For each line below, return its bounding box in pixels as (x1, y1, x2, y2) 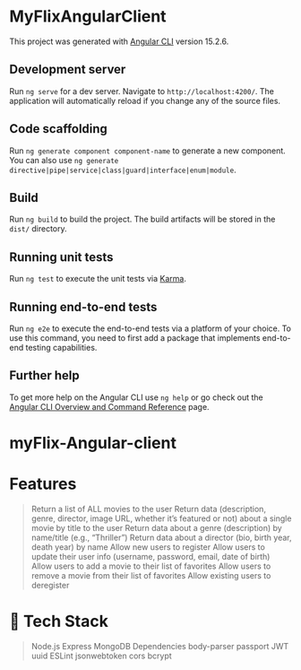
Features (9, 474, 77, 494)
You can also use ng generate (9, 154, 119, 165)
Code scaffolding (9, 121, 107, 136)
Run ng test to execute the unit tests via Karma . (9, 274, 186, 284)
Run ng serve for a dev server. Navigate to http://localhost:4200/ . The (9, 85, 275, 96)
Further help (9, 368, 81, 383)
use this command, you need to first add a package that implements (9, 333, 261, 343)
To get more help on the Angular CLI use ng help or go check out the (9, 392, 263, 403)
